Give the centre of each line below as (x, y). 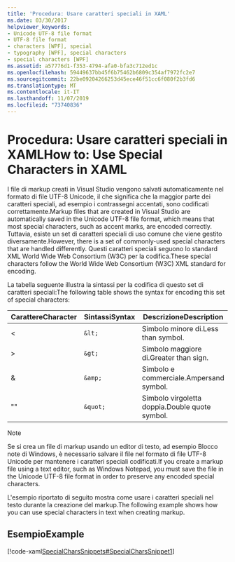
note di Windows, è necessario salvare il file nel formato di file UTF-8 (107, 454)
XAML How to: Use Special (85, 155)
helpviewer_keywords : (39, 27)
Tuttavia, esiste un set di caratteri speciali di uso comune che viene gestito (115, 234)
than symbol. (163, 337)
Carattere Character (44, 316)
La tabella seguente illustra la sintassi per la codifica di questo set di (106, 284)
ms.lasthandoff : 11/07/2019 (48, 99)
